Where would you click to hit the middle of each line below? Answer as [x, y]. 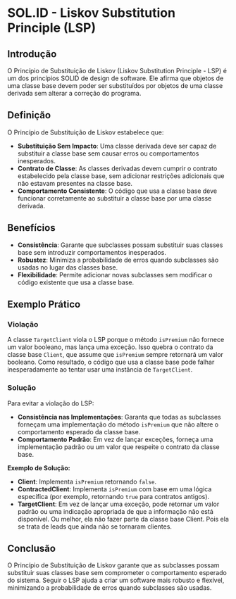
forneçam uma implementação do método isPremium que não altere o [118, 424]
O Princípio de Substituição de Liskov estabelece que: [86, 132]
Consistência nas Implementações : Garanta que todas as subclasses [119, 417]
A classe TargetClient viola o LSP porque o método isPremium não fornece [116, 340]
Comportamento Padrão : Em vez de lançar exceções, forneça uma [115, 439]
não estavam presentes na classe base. [75, 183]
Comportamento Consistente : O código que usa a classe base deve [117, 191]
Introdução [32, 54]
